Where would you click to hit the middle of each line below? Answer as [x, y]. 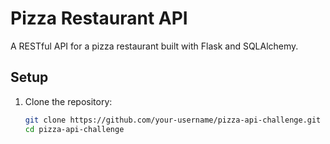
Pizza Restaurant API [99, 18]
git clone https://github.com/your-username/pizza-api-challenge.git [173, 120]
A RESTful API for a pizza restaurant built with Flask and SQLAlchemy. [154, 46]
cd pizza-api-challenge [74, 129]
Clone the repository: [68, 101]
